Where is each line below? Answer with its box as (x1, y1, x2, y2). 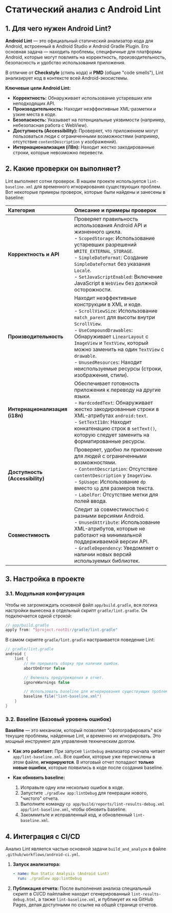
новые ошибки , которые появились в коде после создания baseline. (12, 764, 163, 771)
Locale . (74, 266, 92, 273)
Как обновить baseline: (12, 775, 66, 781)
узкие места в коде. (12, 112, 57, 117)
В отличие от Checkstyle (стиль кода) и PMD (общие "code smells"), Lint (5, 69, 164, 76)
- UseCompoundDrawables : (74, 326, 133, 334)
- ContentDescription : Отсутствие (74, 465, 158, 472)
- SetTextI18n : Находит (74, 418, 132, 425)
